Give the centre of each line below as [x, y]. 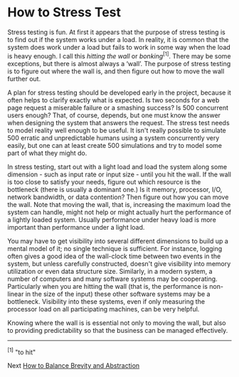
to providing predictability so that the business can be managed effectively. [118, 330]
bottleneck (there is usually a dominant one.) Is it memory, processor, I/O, [115, 189]
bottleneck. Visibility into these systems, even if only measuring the [106, 301]
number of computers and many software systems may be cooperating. [113, 279]
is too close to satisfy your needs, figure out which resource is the [104, 181]
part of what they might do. [47, 153]
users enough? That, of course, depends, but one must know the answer [114, 115]
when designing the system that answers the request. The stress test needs [118, 122]
